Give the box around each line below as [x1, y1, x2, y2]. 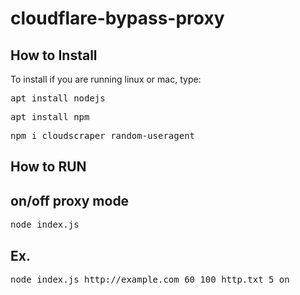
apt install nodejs [10, 93, 106, 104]
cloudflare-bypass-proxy [10, 7, 225, 30]
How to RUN [10, 158, 87, 176]
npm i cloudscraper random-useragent [10, 130, 196, 141]
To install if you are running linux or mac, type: [10, 73, 202, 85]
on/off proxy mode [10, 192, 130, 209]
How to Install [10, 47, 98, 64]
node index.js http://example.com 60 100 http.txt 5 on [10, 274, 290, 286]
